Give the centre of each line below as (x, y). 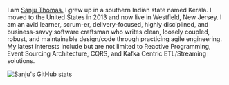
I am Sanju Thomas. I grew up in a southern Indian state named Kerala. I (109, 10)
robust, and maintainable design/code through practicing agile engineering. (115, 39)
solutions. (21, 61)
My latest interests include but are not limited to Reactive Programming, (109, 46)
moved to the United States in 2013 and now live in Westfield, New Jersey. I (114, 17)
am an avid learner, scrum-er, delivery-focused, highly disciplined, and (108, 24)
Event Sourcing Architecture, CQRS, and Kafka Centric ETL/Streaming (107, 53)
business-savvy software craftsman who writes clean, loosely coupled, (109, 32)
